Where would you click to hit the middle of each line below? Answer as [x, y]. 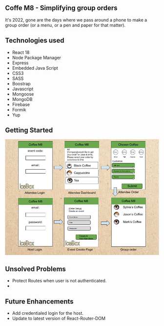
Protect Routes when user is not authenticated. [59, 281]
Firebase [21, 104]
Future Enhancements [40, 301]
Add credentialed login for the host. [48, 313]
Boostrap [21, 83]
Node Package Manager [37, 57]
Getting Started [29, 130]
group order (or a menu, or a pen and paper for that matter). [65, 25]
